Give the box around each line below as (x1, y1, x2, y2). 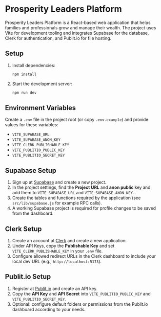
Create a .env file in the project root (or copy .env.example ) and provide (5, 116, 149, 123)
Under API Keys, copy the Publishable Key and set (12, 243, 115, 249)
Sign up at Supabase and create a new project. (12, 180, 106, 185)
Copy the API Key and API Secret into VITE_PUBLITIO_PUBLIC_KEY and (12, 291, 151, 296)
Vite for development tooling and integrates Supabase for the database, (5, 30, 149, 36)
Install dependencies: (12, 62, 56, 68)
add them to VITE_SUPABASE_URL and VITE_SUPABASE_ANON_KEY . (12, 190, 134, 196)
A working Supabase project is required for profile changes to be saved (12, 205, 156, 211)
